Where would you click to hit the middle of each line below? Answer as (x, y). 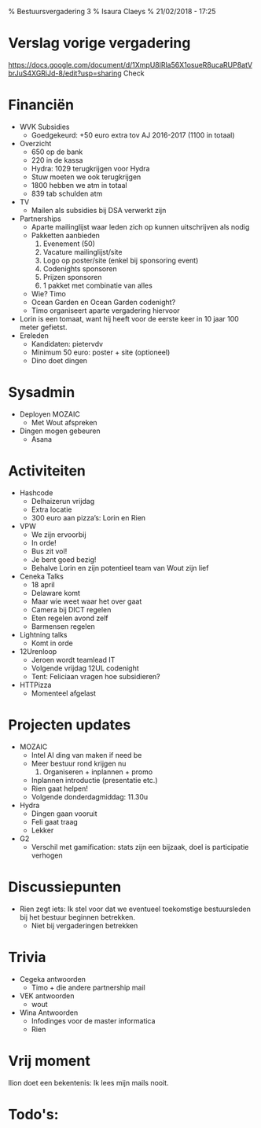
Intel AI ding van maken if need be (86, 755)
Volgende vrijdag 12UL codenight (85, 668)
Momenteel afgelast (64, 693)
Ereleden (34, 335)
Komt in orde (52, 643)
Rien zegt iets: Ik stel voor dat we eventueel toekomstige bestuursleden (135, 909)
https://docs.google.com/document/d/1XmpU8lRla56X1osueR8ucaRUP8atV (130, 64)
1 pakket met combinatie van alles (98, 285)
